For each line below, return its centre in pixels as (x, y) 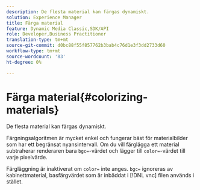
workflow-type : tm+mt (33, 51)
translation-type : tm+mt (37, 40)
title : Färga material (35, 23)
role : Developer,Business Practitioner (56, 34)
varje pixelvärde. (27, 158)
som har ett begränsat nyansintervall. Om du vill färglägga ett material (93, 144)
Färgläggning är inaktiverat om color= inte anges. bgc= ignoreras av (90, 169)
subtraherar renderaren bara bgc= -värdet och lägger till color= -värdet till (96, 151)
